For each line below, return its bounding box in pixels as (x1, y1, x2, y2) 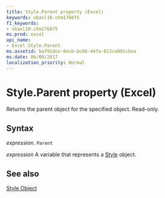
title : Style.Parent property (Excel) (6, 8, 104, 15)
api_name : (6, 37, 31, 43)
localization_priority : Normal (6, 59, 85, 65)
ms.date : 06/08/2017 (6, 54, 59, 60)
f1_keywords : (6, 20, 39, 26)
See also (6, 168, 39, 179)
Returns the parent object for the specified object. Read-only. (6, 105, 160, 113)
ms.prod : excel (6, 31, 45, 38)
